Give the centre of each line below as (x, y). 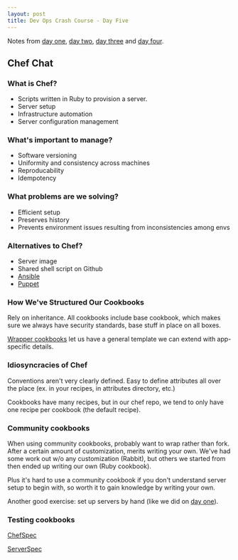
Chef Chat (30, 63)
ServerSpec (25, 549)
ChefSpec (22, 535)
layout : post (27, 14)
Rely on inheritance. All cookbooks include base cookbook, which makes (114, 318)
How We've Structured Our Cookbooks (76, 302)
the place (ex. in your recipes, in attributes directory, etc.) (91, 388)
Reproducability (41, 171)
